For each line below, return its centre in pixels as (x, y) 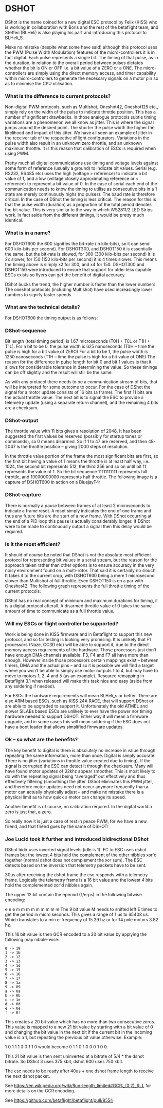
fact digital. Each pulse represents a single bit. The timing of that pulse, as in (81, 57)
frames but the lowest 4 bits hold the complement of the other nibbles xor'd (81, 855)
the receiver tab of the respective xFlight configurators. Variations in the (77, 138)
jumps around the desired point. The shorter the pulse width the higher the (80, 128)
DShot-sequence (26, 331)
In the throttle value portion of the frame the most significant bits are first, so (82, 456)
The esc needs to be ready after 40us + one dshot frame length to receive (80, 1071)
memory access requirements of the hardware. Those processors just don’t (81, 650)
